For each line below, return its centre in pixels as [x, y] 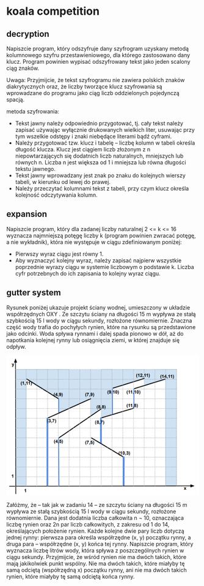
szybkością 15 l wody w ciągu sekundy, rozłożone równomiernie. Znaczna [99, 321]
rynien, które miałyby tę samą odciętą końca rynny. [71, 576]
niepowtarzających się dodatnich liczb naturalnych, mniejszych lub [99, 156]
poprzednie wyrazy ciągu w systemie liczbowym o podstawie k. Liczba [104, 267]
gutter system [34, 293]
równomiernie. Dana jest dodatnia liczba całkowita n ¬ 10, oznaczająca [95, 518]
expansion [27, 214]
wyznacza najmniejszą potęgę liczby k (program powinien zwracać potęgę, [101, 235]
